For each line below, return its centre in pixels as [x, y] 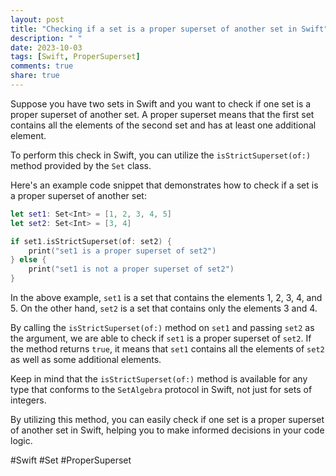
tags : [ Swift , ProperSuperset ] [75, 57]
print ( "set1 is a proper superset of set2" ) [122, 251]
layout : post [37, 19]
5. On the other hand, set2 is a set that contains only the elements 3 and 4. [164, 308]
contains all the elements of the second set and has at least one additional [163, 125]
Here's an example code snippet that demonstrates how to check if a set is [164, 185]
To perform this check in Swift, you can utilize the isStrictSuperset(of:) [161, 155]
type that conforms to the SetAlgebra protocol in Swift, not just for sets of [161, 389]
